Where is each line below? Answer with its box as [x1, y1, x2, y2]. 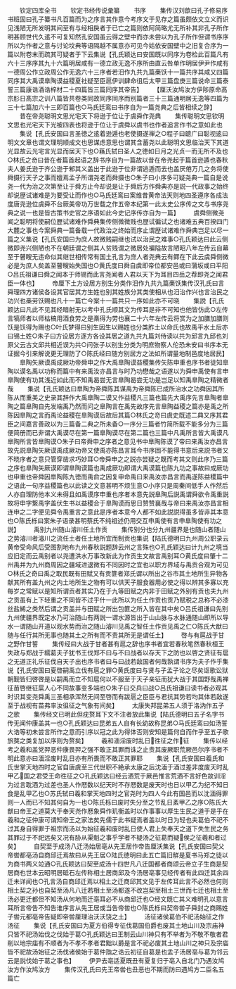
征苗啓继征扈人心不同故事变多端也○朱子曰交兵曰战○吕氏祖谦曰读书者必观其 [7, 684, 228, 692]
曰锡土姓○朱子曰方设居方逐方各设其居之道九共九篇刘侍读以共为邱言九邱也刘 [7, 332, 228, 340]
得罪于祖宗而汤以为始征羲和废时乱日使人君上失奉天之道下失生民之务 [31, 824, 229, 833]
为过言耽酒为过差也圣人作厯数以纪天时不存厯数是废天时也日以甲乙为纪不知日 [7, 781, 229, 788]
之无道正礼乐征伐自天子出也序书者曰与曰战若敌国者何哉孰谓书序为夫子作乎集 [7, 657, 229, 665]
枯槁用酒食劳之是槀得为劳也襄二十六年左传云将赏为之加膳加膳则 [44, 314, 229, 322]
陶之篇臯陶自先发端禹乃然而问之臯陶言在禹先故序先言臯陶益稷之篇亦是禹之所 [7, 402, 229, 410]
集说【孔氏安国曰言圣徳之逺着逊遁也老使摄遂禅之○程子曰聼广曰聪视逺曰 [19, 130, 228, 137]
